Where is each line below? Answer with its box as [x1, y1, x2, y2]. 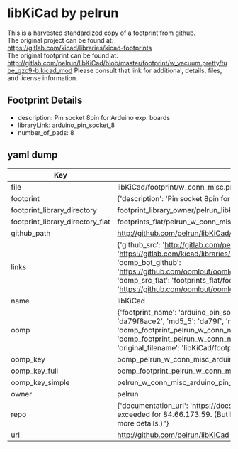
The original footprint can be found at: [7, 51, 118, 60]
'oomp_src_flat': [116, 275, 170, 285]
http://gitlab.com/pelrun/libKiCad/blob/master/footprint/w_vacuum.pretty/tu [7, 58, 228, 67]
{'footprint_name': [116, 307, 177, 317]
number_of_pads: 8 [17, 128, 74, 136]
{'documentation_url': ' [116, 400, 193, 410]
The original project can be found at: [7, 36, 114, 44]
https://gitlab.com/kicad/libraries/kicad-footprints [7, 43, 152, 52]
